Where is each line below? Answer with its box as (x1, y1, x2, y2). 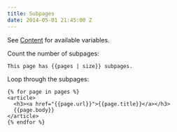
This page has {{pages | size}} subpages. (7, 63, 133, 69)
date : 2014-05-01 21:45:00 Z (7, 17, 92, 24)
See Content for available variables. (7, 35, 110, 44)
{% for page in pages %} (7, 88, 80, 95)
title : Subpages (7, 10, 55, 17)
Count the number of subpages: (7, 49, 99, 58)
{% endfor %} (7, 119, 45, 126)
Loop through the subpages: (7, 74, 90, 83)
